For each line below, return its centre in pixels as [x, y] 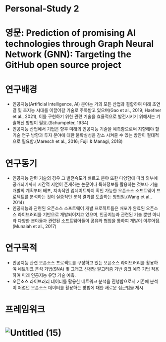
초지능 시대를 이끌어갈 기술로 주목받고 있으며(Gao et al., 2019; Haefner [92, 111]
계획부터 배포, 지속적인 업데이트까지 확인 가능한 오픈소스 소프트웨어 [90, 191]
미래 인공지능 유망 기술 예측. [49, 275]
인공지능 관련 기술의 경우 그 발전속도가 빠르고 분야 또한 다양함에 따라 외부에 [85, 178]
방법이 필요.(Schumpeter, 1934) [57, 123]
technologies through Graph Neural [80, 44]
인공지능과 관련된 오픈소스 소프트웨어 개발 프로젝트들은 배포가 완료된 [79, 208]
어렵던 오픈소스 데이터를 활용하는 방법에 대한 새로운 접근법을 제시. [81, 288]
